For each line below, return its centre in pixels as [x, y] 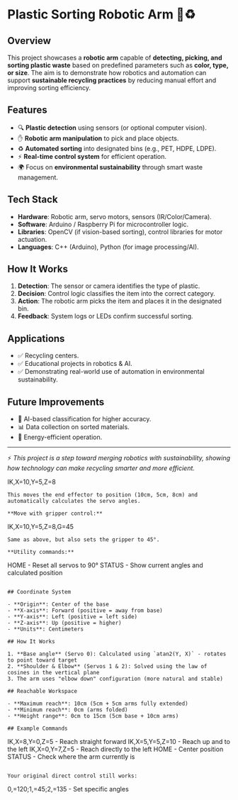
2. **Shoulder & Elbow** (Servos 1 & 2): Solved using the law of [107, 667]
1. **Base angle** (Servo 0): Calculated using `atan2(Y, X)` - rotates [117, 654]
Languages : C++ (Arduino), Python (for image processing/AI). [108, 247]
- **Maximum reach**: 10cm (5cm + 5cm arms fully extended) [98, 704]
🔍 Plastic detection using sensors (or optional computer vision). [112, 128]
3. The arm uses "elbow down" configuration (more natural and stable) [115, 679]
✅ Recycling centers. [48, 356]
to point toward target [42, 660]
